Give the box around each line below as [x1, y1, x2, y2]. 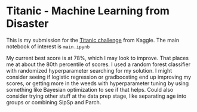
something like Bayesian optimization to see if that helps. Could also [6, 86, 174, 93]
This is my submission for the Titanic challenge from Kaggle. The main [6, 36, 180, 43]
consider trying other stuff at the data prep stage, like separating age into [6, 92, 187, 99]
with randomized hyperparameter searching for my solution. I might [6, 67, 173, 74]
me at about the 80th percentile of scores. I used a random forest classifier [6, 61, 191, 68]
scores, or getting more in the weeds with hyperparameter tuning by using [6, 79, 189, 87]
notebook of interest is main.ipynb [6, 43, 90, 50]
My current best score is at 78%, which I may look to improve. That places [6, 54, 189, 61]
